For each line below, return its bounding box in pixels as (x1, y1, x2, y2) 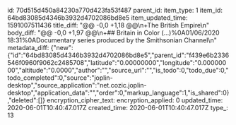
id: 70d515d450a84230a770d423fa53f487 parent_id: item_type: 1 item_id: (7, 6, 223, 14)
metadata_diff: (7, 44, 49, 52)
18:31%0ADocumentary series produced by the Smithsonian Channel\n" (7, 36, 217, 44)
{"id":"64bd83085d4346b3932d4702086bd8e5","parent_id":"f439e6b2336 (7, 51, 230, 59)
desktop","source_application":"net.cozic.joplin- (7, 81, 147, 89)
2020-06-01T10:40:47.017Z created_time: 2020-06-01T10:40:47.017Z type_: (7, 104, 228, 112)
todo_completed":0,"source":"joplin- (7, 73, 113, 82)
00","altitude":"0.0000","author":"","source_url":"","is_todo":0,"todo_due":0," (7, 66, 229, 74)
